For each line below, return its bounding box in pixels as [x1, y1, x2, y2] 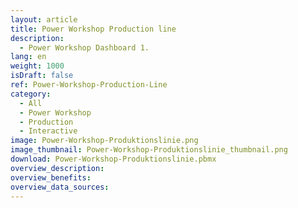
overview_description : [10, 163, 105, 173]
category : [10, 89, 52, 99]
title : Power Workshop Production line [10, 24, 177, 34]
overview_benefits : [10, 172, 92, 183]
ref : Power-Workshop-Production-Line [10, 80, 168, 90]
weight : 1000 [10, 61, 65, 71]
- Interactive [19, 126, 78, 136]
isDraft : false [10, 71, 74, 81]
